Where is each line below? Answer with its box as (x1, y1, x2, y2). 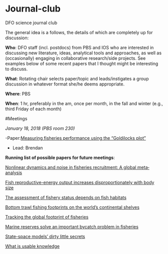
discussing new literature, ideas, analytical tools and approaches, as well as (5, 50, 162, 56)
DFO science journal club (5, 20, 58, 26)
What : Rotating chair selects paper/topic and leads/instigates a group (5, 75, 149, 81)
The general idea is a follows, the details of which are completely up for (5, 29, 153, 35)
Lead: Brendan (12, 144, 43, 151)
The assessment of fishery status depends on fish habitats (5, 194, 127, 200)
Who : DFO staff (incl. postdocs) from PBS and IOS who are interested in (5, 44, 154, 50)
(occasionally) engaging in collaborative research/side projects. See (5, 55, 146, 61)
